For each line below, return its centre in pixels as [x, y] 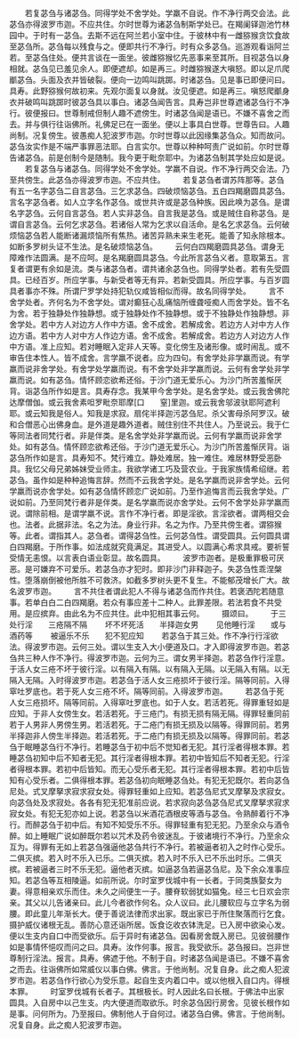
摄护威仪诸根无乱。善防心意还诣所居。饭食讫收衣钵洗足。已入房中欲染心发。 [149, 925]
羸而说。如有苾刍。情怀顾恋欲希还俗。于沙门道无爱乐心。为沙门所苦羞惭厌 [145, 380]
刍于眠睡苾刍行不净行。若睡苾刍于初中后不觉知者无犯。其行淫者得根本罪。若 [149, 747]
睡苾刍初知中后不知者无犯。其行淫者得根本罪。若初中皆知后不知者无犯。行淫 [149, 758]
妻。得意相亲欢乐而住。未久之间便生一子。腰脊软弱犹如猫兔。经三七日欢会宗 [149, 891]
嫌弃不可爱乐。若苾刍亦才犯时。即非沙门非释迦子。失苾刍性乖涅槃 [161, 569]
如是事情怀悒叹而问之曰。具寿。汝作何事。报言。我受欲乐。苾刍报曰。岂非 [145, 947]
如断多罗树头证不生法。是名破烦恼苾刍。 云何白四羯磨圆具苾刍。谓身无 [147, 246]
